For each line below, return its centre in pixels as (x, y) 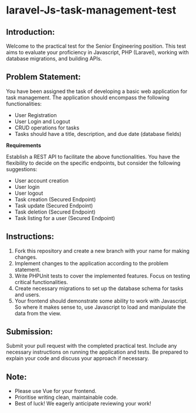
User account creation (42, 181)
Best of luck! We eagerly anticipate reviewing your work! (83, 404)
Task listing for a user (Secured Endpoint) (65, 218)
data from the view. (38, 313)
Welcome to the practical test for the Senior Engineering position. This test (96, 46)
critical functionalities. (41, 282)
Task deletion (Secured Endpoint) (55, 212)
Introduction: (31, 32)
